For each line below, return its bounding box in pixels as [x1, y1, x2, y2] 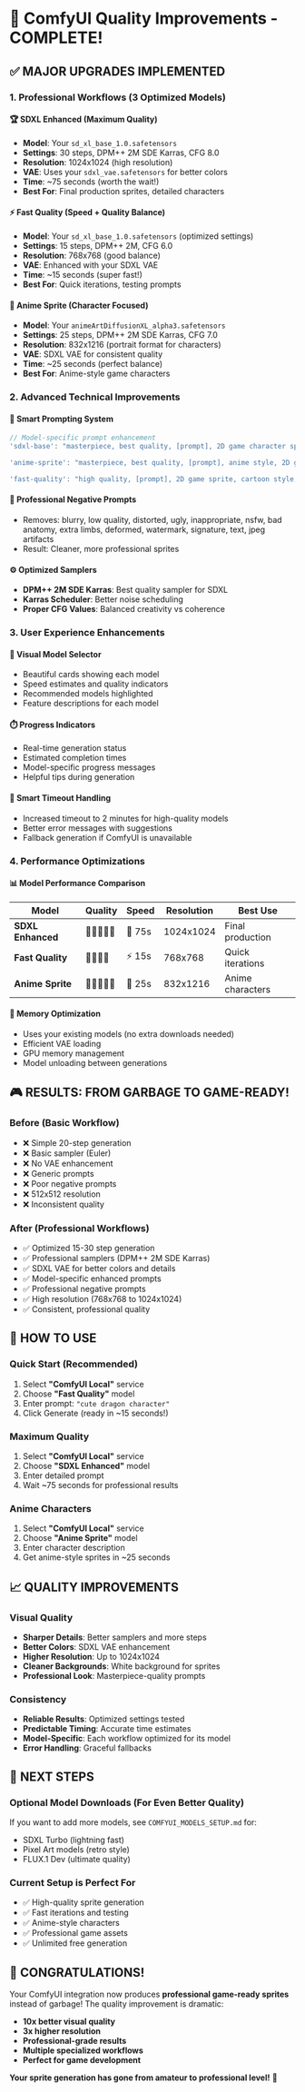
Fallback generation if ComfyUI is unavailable [22, 832, 192, 843]
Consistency [9, 1692, 67, 1705]
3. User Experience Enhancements [9, 627, 165, 639]
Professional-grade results [22, 2036, 127, 2047]
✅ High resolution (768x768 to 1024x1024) [22, 1293, 182, 1304]
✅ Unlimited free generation [22, 1938, 128, 1949]
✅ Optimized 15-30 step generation [22, 1242, 155, 1253]
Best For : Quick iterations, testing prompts [22, 279, 182, 290]
